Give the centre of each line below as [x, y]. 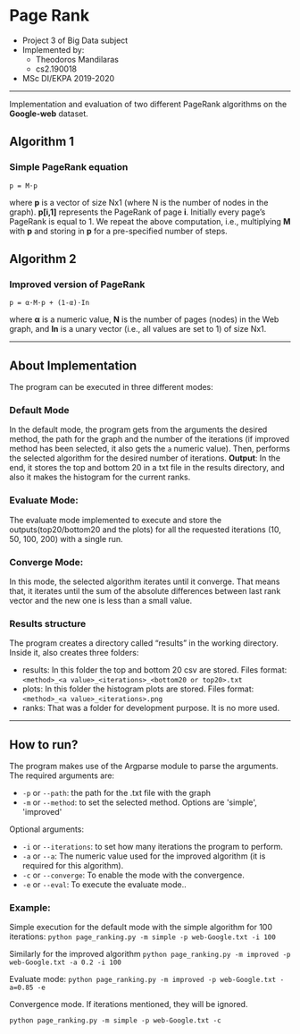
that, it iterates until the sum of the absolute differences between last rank [145, 591]
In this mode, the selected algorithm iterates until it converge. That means [145, 581]
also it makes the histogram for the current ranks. [100, 477]
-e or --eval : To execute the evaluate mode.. [104, 885]
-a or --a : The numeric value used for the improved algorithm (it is [144, 856]
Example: [30, 908]
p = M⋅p [24, 186]
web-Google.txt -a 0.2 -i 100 [66, 962]
